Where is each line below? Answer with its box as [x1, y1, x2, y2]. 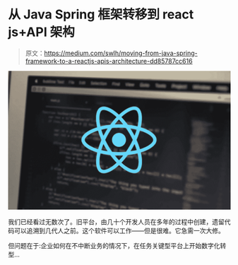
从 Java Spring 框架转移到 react [8, 6, 194, 23]
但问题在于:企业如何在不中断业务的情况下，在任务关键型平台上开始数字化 [8, 242, 221, 250]
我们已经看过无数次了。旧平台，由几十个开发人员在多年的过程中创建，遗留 [8, 218, 225, 226]
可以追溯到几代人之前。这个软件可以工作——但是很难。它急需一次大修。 [13, 227, 225, 235]
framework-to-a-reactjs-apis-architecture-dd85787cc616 [25, 57, 193, 65]
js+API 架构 [8, 24, 75, 40]
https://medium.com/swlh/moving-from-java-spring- [44, 49, 198, 57]
